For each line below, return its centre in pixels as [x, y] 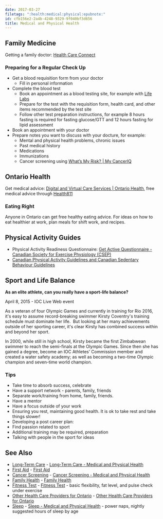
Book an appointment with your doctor [51, 130]
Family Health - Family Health [42, 480]
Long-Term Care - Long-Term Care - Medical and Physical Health [78, 465]
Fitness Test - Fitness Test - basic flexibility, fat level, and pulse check [82, 485]
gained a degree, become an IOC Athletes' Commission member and [74, 352]
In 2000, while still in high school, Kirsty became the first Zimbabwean [75, 341]
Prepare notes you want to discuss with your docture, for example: [79, 135]
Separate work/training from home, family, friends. [63, 396]
